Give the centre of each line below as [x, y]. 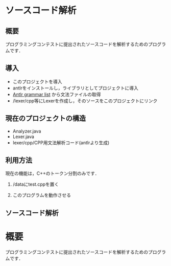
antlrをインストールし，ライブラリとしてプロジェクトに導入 [76, 88]
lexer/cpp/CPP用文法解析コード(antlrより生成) [61, 142]
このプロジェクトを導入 [37, 81]
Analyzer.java [27, 131]
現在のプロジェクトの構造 [45, 118]
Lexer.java [23, 137]
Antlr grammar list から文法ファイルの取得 [57, 94]
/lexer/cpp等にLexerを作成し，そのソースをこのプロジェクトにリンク [85, 101]
